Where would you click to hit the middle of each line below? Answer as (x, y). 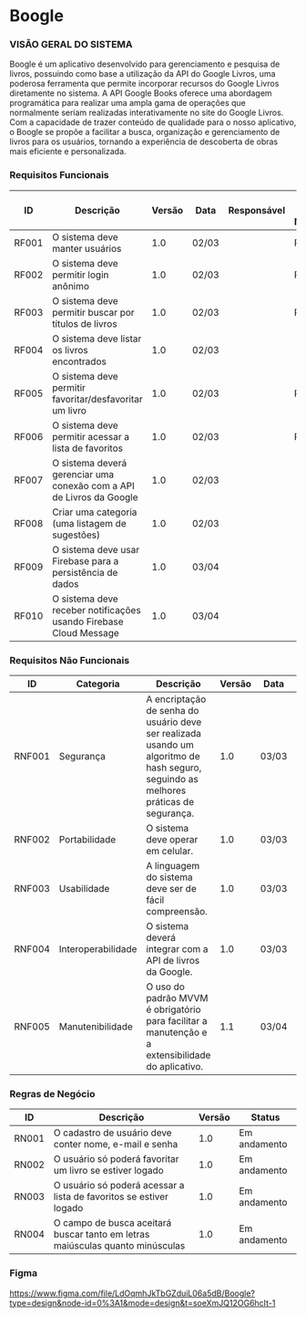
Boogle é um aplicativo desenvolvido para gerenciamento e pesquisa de (145, 64)
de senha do (172, 711)
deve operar (172, 840)
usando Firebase (88, 622)
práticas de (169, 802)
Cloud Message (86, 632)
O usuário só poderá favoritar (116, 1159)
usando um (169, 745)
